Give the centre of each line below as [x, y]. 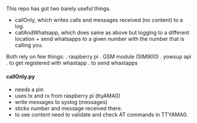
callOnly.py [21, 76]
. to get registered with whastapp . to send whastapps [72, 63]
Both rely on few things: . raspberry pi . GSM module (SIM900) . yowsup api [99, 56]
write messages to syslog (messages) [61, 102]
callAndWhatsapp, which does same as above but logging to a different [102, 33]
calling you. [29, 45]
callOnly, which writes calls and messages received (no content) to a [99, 20]
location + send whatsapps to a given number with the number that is [100, 39]
